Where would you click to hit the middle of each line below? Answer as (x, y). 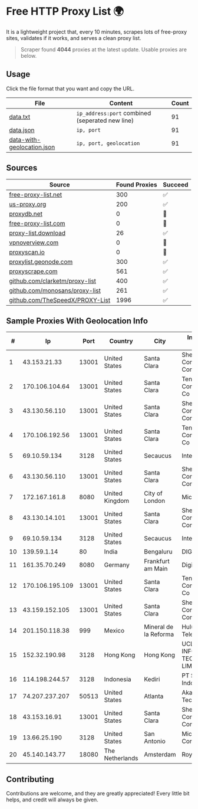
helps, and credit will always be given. (52, 800)
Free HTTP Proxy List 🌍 (65, 12)
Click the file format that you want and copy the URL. (70, 89)
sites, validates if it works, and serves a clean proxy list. (74, 38)
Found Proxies (136, 185)
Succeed (176, 185)
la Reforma (159, 634)
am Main (156, 569)
